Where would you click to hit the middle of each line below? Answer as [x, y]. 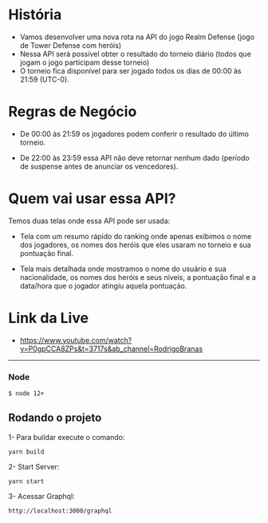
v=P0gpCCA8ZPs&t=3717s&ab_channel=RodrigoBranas [111, 349]
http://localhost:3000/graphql [60, 511]
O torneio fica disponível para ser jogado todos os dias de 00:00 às [130, 70]
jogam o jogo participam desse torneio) [85, 62]
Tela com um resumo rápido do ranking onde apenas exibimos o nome [136, 236]
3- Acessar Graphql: [42, 496]
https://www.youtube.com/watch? [76, 340]
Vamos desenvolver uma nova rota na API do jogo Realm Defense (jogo [137, 37]
